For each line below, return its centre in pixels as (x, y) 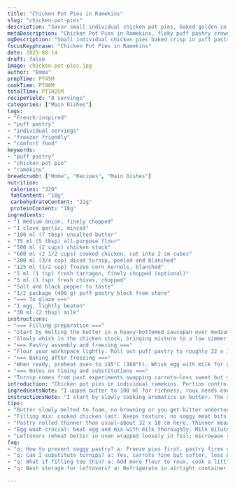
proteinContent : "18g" (43, 209)
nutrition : (23, 182)
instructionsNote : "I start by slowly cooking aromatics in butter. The (115, 397)
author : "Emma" (29, 72)
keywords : (22, 150)
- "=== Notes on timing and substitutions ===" (78, 371)
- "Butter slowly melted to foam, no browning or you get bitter (104, 410)
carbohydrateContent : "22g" (51, 202)
